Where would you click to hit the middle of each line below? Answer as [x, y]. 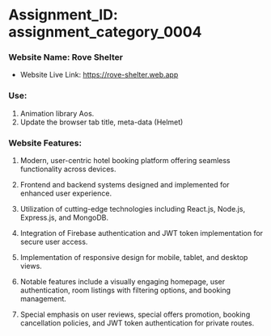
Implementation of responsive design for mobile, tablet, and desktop [134, 258]
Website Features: [45, 143]
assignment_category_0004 [105, 32]
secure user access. [54, 242]
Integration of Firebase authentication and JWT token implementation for [142, 233]
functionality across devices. [68, 169]
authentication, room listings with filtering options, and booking [125, 290]
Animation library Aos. [57, 113]
